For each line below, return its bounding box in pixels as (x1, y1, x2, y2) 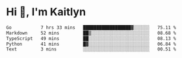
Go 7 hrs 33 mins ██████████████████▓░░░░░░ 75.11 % (6, 25, 177, 30)
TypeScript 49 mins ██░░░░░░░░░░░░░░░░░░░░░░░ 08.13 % (6, 35, 177, 42)
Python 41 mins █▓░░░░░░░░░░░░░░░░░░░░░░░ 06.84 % (6, 41, 177, 47)
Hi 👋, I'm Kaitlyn (6, 5, 86, 19)
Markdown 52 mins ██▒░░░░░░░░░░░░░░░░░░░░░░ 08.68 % (6, 30, 177, 36)
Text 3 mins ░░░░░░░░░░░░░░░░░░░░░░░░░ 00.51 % (6, 46, 177, 52)
